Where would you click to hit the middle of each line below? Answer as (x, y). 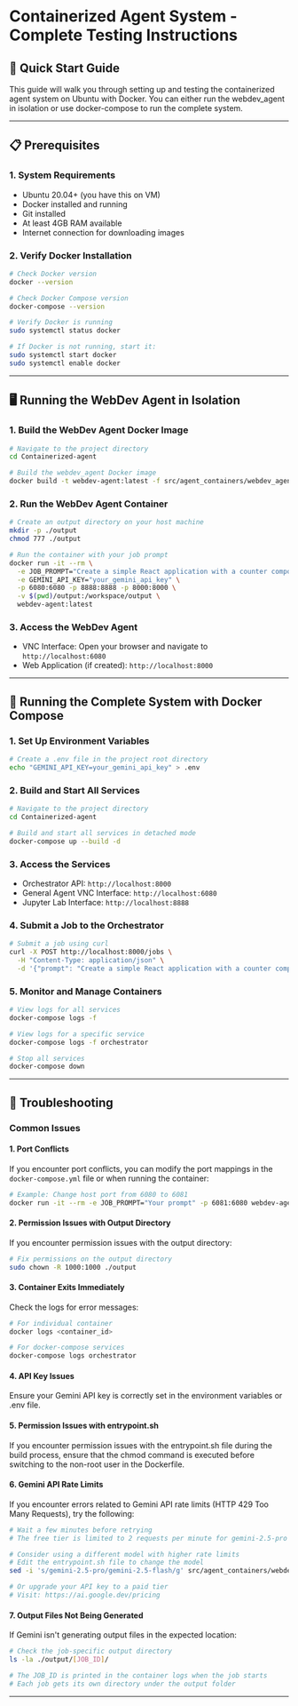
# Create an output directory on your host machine (106, 522)
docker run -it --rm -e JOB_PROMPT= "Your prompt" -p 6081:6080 (129, 1203)
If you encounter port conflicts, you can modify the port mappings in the (141, 1168)
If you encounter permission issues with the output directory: (121, 1242)
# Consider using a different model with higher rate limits (125, 1554)
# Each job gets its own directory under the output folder (123, 1684)
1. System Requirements (63, 175)
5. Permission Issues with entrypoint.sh (84, 1425)
